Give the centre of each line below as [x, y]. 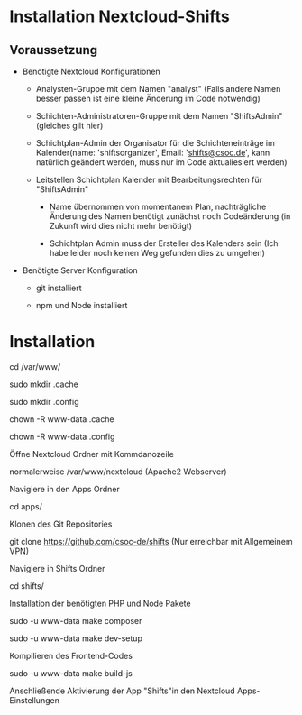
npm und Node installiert [82, 305]
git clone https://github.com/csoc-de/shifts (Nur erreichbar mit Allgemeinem [151, 541]
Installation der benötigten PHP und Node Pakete [100, 603]
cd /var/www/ [35, 366]
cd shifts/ [27, 586]
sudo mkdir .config [44, 401]
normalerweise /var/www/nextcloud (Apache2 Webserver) [118, 472]
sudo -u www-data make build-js [71, 673]
